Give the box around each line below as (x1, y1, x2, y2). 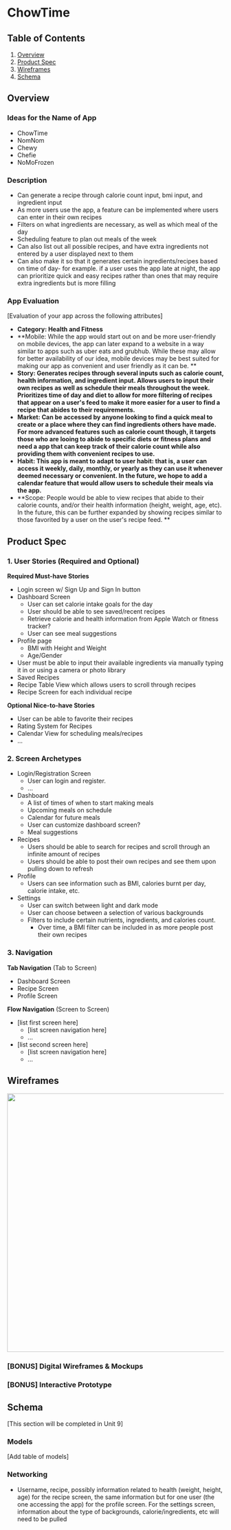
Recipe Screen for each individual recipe (16, 687, 133, 696)
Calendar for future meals (27, 814, 101, 822)
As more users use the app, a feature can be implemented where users (16, 205, 219, 214)
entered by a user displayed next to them (16, 250, 134, 258)
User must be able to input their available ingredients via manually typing (16, 658, 223, 667)
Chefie (16, 150, 36, 159)
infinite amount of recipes (27, 850, 100, 858)
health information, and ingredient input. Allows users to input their (16, 376, 214, 385)
